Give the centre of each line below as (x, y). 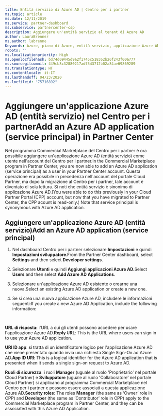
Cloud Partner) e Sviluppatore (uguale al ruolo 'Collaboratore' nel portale (78, 378)
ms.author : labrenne (26, 41)
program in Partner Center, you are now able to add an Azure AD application (81, 166)
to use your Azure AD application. (39, 338)
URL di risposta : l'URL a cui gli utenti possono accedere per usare (71, 328)
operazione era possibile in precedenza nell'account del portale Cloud (75, 176)
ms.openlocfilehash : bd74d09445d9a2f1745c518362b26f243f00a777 (70, 59)
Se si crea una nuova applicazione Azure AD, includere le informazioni (82, 298)
